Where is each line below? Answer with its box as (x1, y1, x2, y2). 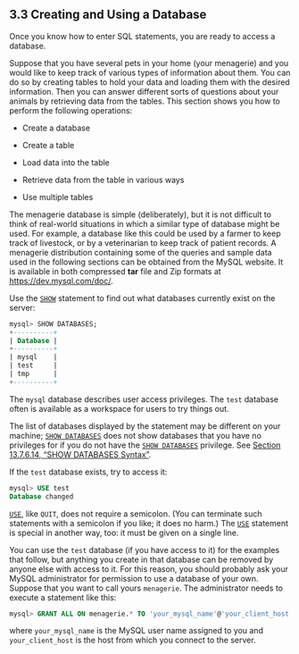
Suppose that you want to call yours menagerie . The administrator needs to (9, 583, 284, 593)
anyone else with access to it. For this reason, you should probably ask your (9, 563, 288, 574)
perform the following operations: (9, 105, 133, 115)
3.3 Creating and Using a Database (9, 7, 207, 22)
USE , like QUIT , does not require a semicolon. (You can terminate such (9, 508, 262, 519)
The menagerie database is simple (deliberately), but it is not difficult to (9, 209, 272, 220)
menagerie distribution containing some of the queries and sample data (9, 247, 272, 257)
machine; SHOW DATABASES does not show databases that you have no (9, 430, 262, 440)
